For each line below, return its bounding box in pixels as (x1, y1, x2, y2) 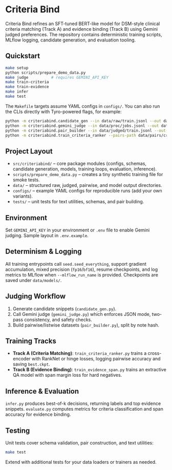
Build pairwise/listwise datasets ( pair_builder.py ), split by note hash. (12, 322, 160, 328)
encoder (12, 356, 31, 362)
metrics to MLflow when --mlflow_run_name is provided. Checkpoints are (5, 271, 159, 277)
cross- (147, 350, 162, 356)
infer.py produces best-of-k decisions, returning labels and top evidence (5, 400, 161, 407)
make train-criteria (5, 79, 50, 85)
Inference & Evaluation (5, 387, 79, 395)
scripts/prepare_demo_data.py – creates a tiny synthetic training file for (12, 172, 163, 178)
